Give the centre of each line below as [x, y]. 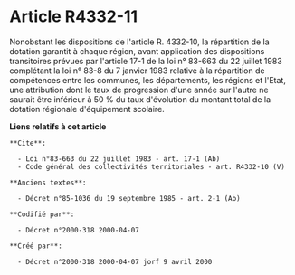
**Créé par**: [36, 246]
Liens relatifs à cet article [58, 126]
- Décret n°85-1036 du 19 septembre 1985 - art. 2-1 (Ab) [129, 198]
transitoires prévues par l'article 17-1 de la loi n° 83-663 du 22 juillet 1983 [146, 61]
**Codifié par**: [42, 214]
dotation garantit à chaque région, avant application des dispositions [137, 51]
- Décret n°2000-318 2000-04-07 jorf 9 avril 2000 [115, 261]
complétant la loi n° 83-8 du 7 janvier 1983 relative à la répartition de [137, 71]
